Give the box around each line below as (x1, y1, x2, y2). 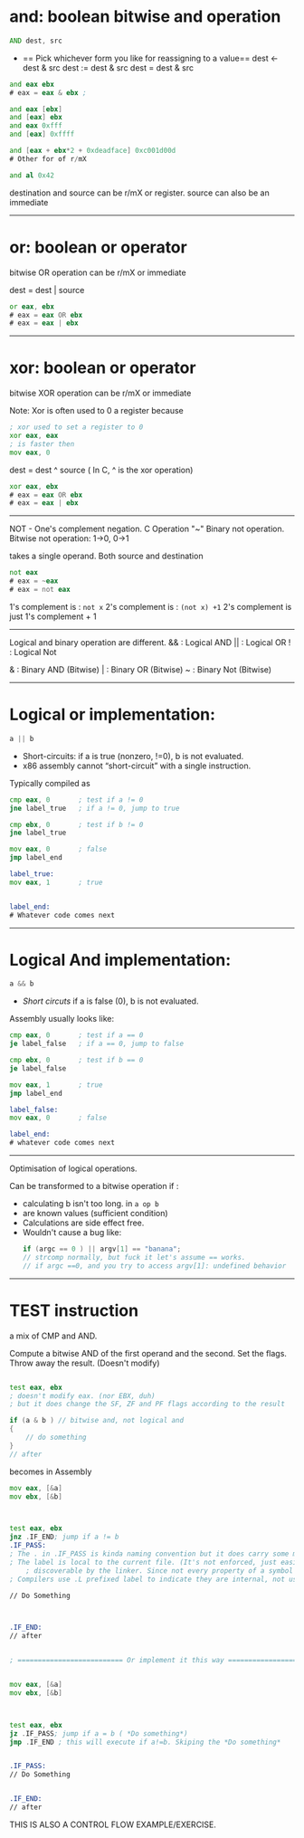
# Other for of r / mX (9, 154, 88, 164)
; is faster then (9, 439, 75, 449)
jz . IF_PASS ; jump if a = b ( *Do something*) (9, 1728, 188, 1738)
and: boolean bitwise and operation (9, 6, 281, 27)
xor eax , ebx (9, 481, 59, 490)
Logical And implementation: (9, 949, 232, 970)
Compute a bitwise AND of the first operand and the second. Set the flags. (9, 1348, 288, 1358)
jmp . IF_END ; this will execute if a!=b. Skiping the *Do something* (9, 1738, 281, 1747)
